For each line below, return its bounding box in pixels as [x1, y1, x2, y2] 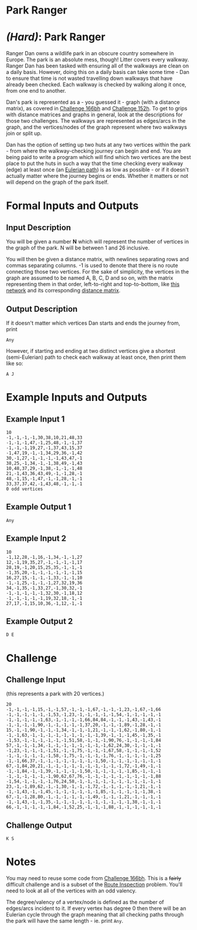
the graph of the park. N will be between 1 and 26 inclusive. [6, 244, 150, 251]
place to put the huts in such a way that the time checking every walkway [6, 160, 184, 167]
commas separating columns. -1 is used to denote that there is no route [6, 262, 178, 269]
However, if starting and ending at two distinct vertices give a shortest [6, 347, 176, 354]
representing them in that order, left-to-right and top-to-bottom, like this [6, 281, 180, 288]
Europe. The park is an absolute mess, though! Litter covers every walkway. [6, 56, 189, 63]
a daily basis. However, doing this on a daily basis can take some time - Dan [6, 69, 189, 76]
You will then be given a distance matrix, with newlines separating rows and [6, 256, 189, 263]
